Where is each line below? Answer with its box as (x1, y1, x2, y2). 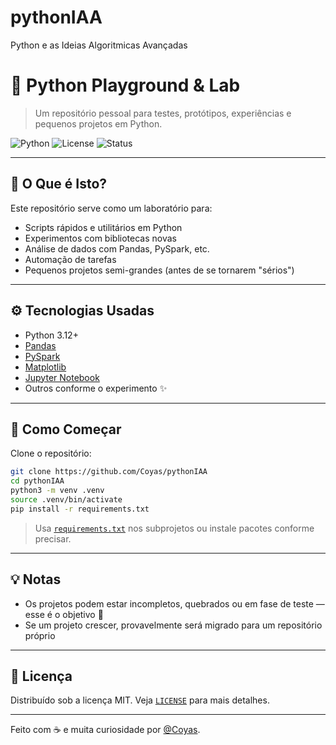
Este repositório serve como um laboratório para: (10, 202, 213, 214)
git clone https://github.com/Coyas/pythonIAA (10, 467, 208, 477)
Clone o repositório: (10, 447, 92, 460)
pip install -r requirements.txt (10, 504, 150, 514)
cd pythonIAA (10, 476, 65, 486)
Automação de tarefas (24, 253, 117, 265)
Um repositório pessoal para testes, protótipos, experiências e (34, 107, 292, 119)
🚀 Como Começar (10, 421, 122, 438)
